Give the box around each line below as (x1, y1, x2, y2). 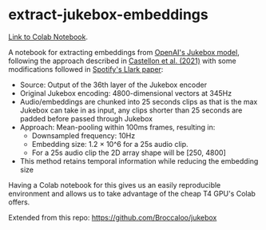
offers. (8, 197, 30, 207)
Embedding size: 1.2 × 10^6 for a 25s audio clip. (31, 139, 189, 149)
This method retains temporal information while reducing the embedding (19, 156, 259, 165)
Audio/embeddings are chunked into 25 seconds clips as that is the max (19, 97, 258, 106)
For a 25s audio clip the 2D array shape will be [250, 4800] (31, 148, 226, 157)
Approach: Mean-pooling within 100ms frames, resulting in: (19, 122, 216, 132)
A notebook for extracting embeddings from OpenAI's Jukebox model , (8, 47, 240, 57)
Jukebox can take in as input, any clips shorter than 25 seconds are (19, 105, 243, 115)
